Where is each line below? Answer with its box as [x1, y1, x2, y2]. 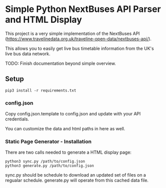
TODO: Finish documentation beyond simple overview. [5, 60, 116, 66]
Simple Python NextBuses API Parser [5, 3, 161, 15]
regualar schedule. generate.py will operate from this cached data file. [5, 178, 149, 184]
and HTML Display [5, 14, 82, 25]
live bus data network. [5, 51, 51, 57]
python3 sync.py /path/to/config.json [5, 159, 85, 164]
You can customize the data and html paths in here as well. [5, 126, 125, 132]
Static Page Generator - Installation [5, 138, 92, 145]
